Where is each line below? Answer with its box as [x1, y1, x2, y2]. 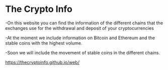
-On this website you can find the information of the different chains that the [5, 20, 163, 26]
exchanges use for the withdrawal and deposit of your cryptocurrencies [5, 25, 154, 31]
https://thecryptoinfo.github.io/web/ [5, 59, 79, 65]
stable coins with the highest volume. [5, 40, 82, 46]
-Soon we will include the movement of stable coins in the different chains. [5, 50, 160, 56]
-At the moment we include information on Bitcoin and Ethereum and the [5, 35, 155, 41]
